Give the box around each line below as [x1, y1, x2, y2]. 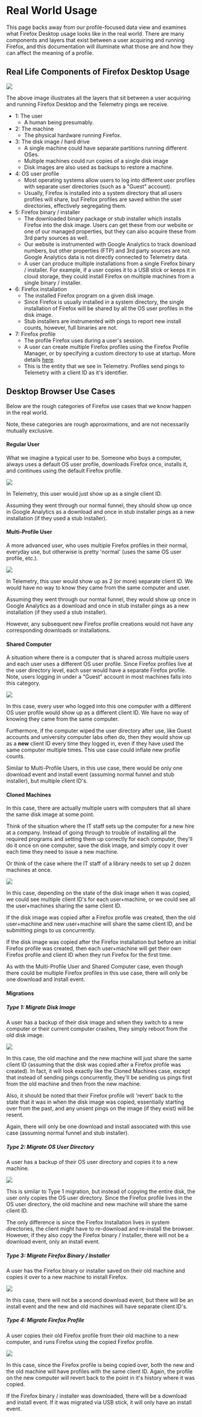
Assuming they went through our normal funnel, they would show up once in [6, 595, 197, 603]
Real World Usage [6, 4, 98, 18]
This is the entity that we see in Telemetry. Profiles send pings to [24, 362, 185, 369]
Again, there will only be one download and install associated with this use [6, 1122, 191, 1130]
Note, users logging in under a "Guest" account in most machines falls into [6, 673, 192, 680]
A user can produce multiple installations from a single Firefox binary [24, 260, 195, 267]
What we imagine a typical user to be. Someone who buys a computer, [6, 454, 182, 461]
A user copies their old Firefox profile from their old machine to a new [6, 1332, 179, 1339]
